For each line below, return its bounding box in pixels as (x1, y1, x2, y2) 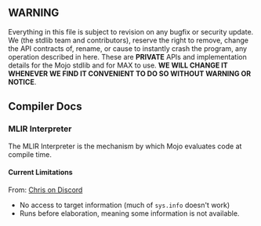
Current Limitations (8, 168, 73, 177)
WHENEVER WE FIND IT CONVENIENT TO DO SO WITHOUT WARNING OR (8, 68, 252, 78)
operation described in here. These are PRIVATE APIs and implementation (8, 52, 247, 61)
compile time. (8, 149, 53, 159)
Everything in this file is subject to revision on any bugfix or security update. (8, 27, 254, 36)
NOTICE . (8, 77, 37, 86)
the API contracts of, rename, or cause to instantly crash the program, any (8, 43, 248, 53)
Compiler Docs (8, 100, 82, 113)
